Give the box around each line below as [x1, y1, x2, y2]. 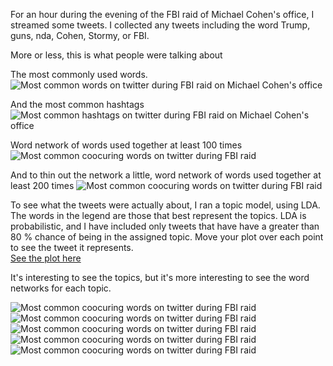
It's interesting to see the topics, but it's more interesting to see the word [10, 272, 310, 283]
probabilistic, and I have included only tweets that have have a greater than [10, 220, 320, 232]
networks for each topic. [10, 282, 112, 294]
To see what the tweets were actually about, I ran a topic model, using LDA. [10, 199, 321, 211]
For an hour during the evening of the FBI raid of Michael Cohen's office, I [10, 9, 315, 20]
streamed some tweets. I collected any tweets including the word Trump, [10, 19, 311, 31]
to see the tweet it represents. [10, 242, 134, 253]
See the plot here [10, 252, 82, 264]
